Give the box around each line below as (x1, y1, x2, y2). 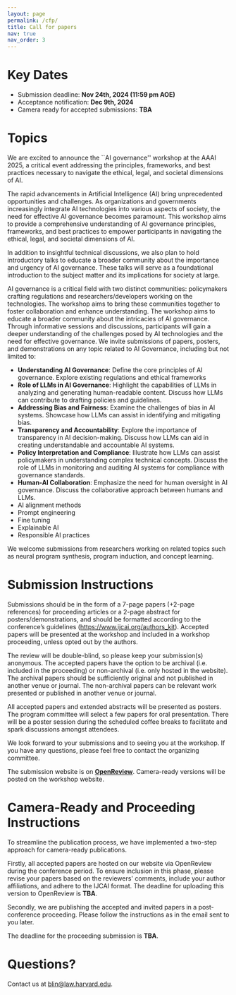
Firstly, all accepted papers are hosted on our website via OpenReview (7, 859, 212, 867)
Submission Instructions (7, 577, 154, 593)
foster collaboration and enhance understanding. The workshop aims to (7, 307, 216, 315)
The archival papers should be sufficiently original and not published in (7, 674, 213, 682)
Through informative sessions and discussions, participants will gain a (7, 322, 211, 330)
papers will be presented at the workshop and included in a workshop (7, 630, 210, 638)
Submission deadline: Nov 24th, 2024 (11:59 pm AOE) (17, 90, 175, 99)
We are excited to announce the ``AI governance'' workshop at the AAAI (7, 153, 216, 162)
